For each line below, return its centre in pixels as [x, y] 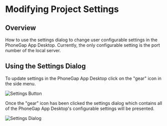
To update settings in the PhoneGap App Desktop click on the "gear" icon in [83, 78]
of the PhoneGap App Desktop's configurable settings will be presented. [80, 108]
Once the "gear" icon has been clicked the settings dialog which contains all [84, 103]
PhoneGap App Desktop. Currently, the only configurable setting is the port [82, 45]
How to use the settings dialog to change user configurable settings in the [81, 40]
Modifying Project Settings [62, 9]
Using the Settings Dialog [45, 66]
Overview [21, 28]
